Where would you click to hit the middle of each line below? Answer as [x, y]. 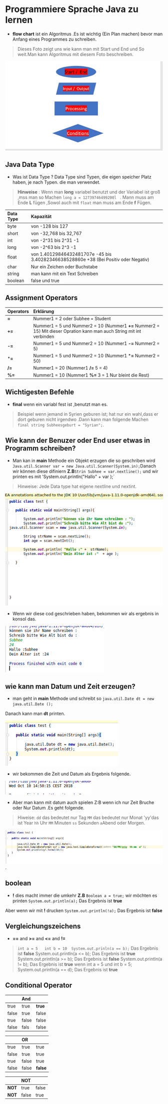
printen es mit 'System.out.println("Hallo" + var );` [63, 477]
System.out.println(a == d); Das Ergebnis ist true [67, 969]
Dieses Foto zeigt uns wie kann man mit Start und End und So [81, 49]
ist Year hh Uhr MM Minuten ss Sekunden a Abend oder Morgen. [81, 823]
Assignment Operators [41, 298]
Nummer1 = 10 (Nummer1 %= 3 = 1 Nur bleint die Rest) [91, 375]
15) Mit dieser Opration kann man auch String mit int [87, 331]
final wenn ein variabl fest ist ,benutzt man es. [60, 404]
